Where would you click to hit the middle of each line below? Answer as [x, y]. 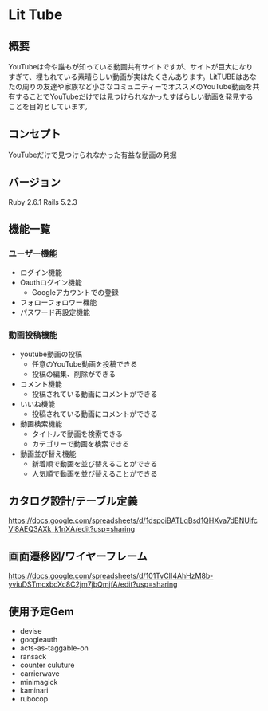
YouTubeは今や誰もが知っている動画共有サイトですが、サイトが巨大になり [131, 67]
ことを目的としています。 [50, 106]
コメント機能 [41, 383]
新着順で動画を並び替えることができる [95, 463]
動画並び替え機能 [48, 454]
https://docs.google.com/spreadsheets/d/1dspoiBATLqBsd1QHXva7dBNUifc [133, 520]
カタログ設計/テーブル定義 [73, 501]
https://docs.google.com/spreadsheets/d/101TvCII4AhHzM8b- [111, 576]
